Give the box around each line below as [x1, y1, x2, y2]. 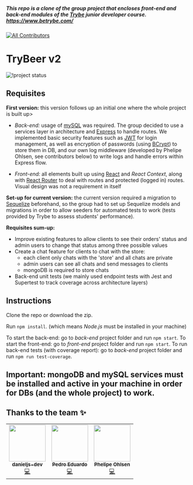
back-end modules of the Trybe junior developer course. [6, 11, 147, 18]
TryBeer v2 [6, 53, 61, 66]
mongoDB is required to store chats [23, 266, 109, 273]
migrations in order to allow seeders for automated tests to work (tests [6, 207, 176, 214]
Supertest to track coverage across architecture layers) [14, 278, 148, 286]
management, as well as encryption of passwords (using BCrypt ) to [14, 140, 177, 147]
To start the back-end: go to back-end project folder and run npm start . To [6, 334, 186, 341]
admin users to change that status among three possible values [14, 242, 168, 249]
